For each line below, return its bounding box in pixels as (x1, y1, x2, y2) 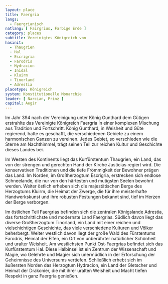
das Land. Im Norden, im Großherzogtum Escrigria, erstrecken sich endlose (5, 172, 161, 178)
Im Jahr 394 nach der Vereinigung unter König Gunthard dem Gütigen (5, 115, 149, 121)
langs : (5, 17, 19, 22)
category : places (5, 31, 42, 36)
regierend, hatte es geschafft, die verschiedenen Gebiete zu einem (5, 131, 143, 137)
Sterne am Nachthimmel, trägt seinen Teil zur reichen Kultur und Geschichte (5, 141, 162, 147)
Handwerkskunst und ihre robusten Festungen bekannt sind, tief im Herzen (5, 194, 160, 200)
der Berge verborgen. (5, 199, 50, 205)
